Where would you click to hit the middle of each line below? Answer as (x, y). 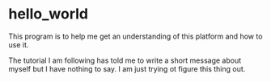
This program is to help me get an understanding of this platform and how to (135, 36)
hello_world (49, 14)
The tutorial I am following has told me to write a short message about (125, 60)
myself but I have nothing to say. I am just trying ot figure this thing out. (127, 68)
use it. (19, 44)
